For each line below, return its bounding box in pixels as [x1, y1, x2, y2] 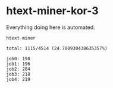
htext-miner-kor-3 [6, 4, 99, 18]
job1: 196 [6, 61, 31, 67]
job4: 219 [6, 76, 31, 82]
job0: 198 [6, 56, 31, 61]
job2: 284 [6, 66, 31, 72]
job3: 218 [6, 71, 31, 77]
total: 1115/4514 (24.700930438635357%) [6, 45, 108, 51]
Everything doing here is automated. [6, 24, 95, 31]
